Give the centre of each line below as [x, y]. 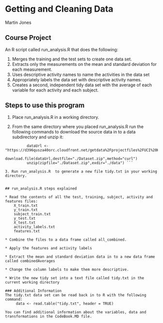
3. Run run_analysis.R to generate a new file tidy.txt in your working [81, 171]
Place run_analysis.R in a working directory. [56, 117]
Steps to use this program [45, 105]
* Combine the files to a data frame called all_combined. [66, 240]
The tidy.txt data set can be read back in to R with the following [76, 295]
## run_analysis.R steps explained [41, 189]
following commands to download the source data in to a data [74, 132]
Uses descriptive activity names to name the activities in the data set [81, 75]
